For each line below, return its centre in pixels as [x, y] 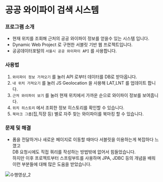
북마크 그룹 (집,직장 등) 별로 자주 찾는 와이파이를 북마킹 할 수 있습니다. [78, 114]
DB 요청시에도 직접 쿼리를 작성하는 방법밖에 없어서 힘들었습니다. [74, 152]
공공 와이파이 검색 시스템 [52, 10]
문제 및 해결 [18, 128]
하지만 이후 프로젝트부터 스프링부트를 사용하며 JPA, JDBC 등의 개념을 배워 [84, 158]
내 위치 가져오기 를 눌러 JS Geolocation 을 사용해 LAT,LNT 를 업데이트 [79, 83]
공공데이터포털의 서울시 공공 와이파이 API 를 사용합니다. [64, 51]
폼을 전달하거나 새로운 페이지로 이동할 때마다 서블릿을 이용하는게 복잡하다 [83, 139]
